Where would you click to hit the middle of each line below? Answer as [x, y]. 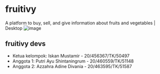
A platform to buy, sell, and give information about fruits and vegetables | [80, 23]
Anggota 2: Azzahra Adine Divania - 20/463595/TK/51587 [72, 66]
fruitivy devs [25, 44]
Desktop [14, 28]
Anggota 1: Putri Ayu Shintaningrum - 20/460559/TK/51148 [73, 61]
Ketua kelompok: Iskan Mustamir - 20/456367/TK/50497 [71, 56]
